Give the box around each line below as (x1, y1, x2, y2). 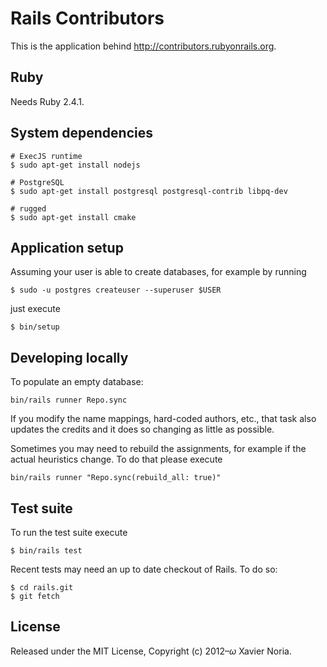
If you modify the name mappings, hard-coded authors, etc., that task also (10, 413, 317, 425)
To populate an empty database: (10, 376, 144, 388)
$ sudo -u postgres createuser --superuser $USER (10, 285, 222, 296)
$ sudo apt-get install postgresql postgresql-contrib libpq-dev (10, 186, 288, 196)
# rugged (10, 203, 47, 214)
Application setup (10, 239, 124, 256)
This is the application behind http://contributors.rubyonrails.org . (10, 40, 277, 52)
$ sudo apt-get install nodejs (10, 160, 141, 170)
